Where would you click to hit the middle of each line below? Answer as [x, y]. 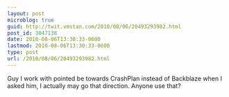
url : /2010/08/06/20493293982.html [59, 59]
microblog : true [31, 20]
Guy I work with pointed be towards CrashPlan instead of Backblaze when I [114, 78]
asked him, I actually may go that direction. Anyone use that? [94, 86]
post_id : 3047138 [32, 33]
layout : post [26, 14]
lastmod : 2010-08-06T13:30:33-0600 [59, 46]
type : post [23, 53]
